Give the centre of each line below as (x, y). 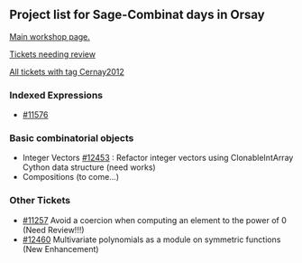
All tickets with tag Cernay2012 (67, 71)
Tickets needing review (53, 54)
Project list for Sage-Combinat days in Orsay (137, 15)
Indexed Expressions (56, 95)
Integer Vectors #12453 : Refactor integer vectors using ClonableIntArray (158, 158)
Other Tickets (40, 201)
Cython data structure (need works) (89, 167)
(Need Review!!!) (53, 230)
